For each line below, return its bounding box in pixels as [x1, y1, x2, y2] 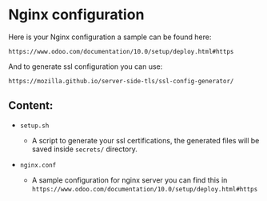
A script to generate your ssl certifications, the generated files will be [31, 135, 260, 145]
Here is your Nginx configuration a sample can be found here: [8, 32, 212, 42]
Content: [8, 98, 54, 113]
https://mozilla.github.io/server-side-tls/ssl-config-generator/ [8, 77, 234, 85]
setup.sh [19, 122, 50, 130]
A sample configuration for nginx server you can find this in [31, 175, 228, 185]
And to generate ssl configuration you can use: [8, 62, 163, 71]
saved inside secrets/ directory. [31, 144, 138, 154]
